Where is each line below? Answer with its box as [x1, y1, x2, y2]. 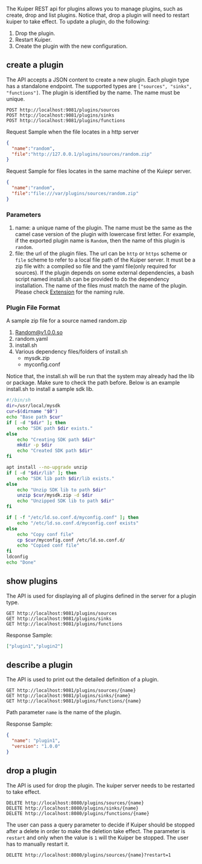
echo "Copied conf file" [17, 543, 80, 549]
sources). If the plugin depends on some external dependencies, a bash [14, 269, 194, 277]
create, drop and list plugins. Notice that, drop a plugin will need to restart [6, 11, 190, 19]
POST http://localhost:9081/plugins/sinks [6, 112, 115, 118]
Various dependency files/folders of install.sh [14, 348, 128, 355]
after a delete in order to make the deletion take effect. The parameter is [6, 827, 186, 834]
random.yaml [14, 335, 48, 343]
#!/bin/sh [6, 397, 31, 404]
